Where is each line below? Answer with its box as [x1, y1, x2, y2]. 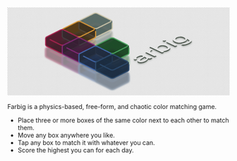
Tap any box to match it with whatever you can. [17, 139, 155, 147]
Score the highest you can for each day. [17, 146, 134, 155]
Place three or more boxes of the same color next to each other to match [17, 116, 229, 124]
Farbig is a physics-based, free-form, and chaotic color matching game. [7, 103, 217, 111]
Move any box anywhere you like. [17, 131, 115, 140]
